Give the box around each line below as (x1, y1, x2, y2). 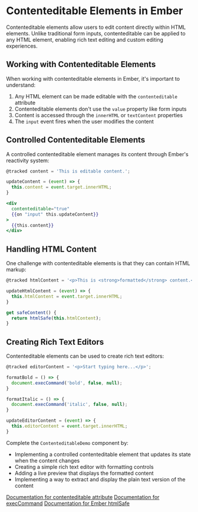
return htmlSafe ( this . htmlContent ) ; (11, 315, 101, 321)
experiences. (6, 42, 38, 49)
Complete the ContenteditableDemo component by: (6, 439, 128, 446)
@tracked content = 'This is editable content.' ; (6, 168, 131, 174)
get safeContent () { (6, 309, 57, 316)
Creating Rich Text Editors (6, 337, 104, 347)
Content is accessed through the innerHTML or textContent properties (14, 111, 183, 118)
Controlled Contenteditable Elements (6, 135, 146, 145)
